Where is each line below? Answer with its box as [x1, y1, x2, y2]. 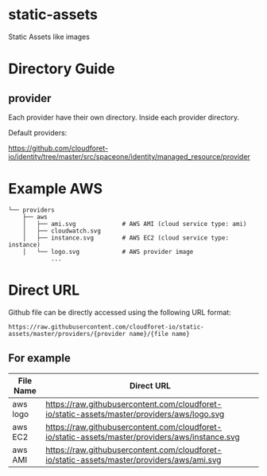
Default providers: [8, 127, 68, 137]
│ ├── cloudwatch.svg [22, 227, 102, 235]
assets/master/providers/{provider [8, 330, 126, 337]
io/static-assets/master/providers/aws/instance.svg [45, 431, 240, 443]
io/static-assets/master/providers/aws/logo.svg [45, 408, 225, 419]
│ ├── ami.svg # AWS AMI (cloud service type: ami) [22, 220, 247, 228]
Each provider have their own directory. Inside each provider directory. [8, 112, 240, 122]
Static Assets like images [8, 32, 90, 41]
